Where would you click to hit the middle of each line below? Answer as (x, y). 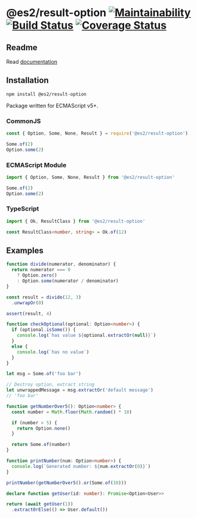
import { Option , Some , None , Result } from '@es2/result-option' (90, 177)
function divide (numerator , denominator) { (61, 264)
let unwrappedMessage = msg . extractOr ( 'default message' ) (80, 390)
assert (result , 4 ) (29, 314)
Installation (27, 80)
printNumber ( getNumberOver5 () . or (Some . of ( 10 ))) (67, 483)
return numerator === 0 (41, 270)
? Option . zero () (37, 275)
